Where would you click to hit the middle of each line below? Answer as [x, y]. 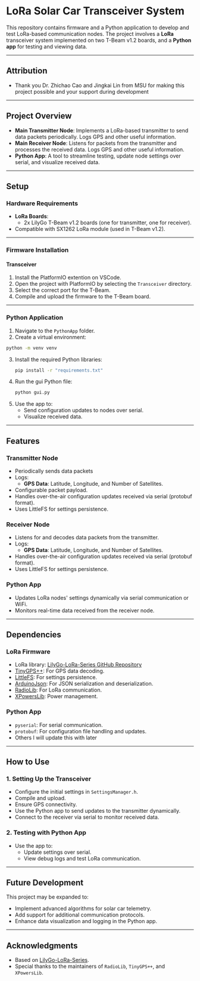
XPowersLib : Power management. [56, 696]
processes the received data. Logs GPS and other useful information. [99, 149]
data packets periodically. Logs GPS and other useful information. [96, 137]
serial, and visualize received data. [57, 162]
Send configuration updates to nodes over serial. [84, 411]
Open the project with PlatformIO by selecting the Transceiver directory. [103, 284]
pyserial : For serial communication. [59, 725]
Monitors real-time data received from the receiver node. [85, 610]
